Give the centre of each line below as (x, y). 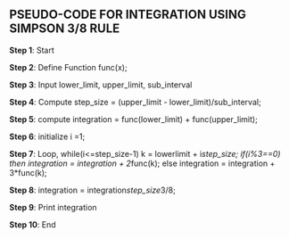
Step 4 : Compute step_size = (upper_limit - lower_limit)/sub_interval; (135, 102)
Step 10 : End (33, 224)
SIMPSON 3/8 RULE (65, 29)
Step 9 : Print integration (53, 207)
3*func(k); (28, 172)
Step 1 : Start (32, 50)
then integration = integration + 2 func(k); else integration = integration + (142, 163)
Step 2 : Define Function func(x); (68, 67)
